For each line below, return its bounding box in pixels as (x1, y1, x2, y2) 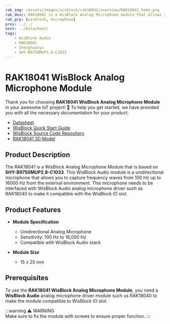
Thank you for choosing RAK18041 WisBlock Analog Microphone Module (5, 99, 160, 105)
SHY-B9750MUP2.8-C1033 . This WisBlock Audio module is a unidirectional (5, 169, 164, 175)
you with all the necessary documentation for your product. (5, 110, 129, 116)
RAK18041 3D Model (12, 136, 56, 142)
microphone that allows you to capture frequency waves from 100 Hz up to (5, 175, 161, 181)
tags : (5, 31, 17, 36)
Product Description (5, 150, 70, 159)
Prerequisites (5, 274, 49, 282)
